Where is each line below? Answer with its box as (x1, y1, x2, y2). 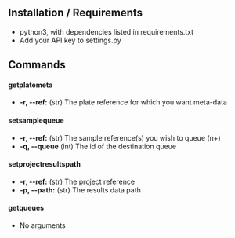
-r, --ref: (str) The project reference (19, 177, 136, 186)
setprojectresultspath (8, 159, 81, 169)
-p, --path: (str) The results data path (19, 185, 141, 195)
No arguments (19, 221, 66, 230)
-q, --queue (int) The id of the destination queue (19, 141, 177, 151)
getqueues (8, 203, 45, 213)
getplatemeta (8, 80, 53, 90)
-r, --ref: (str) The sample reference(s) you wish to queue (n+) (19, 133, 221, 142)
